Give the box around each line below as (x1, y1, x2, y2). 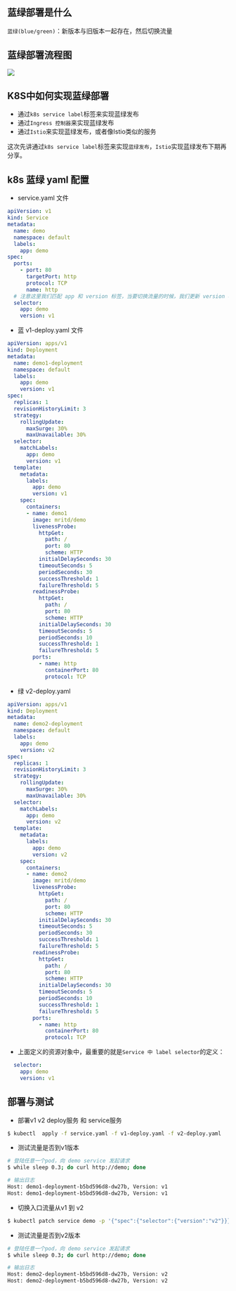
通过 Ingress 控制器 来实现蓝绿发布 (17, 119, 114, 127)
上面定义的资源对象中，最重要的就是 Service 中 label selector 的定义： (17, 1048, 225, 1056)
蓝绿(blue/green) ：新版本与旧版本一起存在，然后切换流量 (7, 27, 173, 35)
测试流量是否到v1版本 (17, 1143, 79, 1152)
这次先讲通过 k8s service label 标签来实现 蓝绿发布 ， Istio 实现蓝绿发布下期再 (7, 143, 227, 151)
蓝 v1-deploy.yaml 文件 (17, 326, 84, 335)
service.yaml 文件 (17, 194, 69, 202)
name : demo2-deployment (13, 720, 83, 727)
